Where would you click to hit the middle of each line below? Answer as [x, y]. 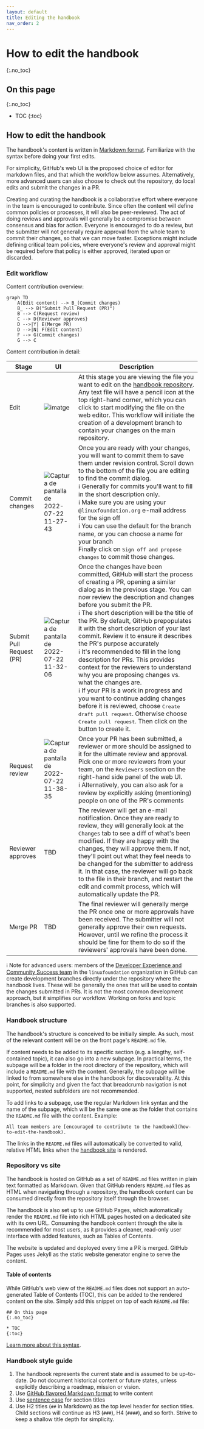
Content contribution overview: [45, 286]
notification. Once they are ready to [128, 818]
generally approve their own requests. [132, 927]
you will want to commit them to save [131, 456]
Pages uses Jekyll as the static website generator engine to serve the [93, 1254]
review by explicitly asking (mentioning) [135, 793]
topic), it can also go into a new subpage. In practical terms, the [112, 1058]
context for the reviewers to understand [134, 667]
